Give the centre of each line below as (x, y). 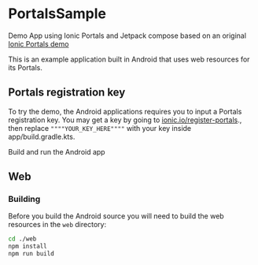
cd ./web (22, 239)
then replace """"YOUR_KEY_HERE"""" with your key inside (100, 128)
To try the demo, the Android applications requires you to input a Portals (125, 111)
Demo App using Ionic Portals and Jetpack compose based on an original (127, 35)
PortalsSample (57, 14)
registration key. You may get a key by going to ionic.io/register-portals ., (125, 120)
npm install (28, 246)
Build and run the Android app (57, 151)
